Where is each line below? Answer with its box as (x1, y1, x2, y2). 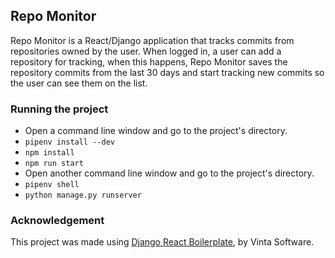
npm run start (24, 159, 84, 169)
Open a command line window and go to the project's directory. (24, 125, 288, 137)
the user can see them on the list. (10, 77, 148, 89)
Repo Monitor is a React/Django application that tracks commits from (10, 34, 295, 46)
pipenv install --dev (24, 137, 115, 148)
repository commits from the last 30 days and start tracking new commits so (10, 66, 325, 78)
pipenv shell (24, 180, 80, 190)
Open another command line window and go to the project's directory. (24, 167, 315, 179)
